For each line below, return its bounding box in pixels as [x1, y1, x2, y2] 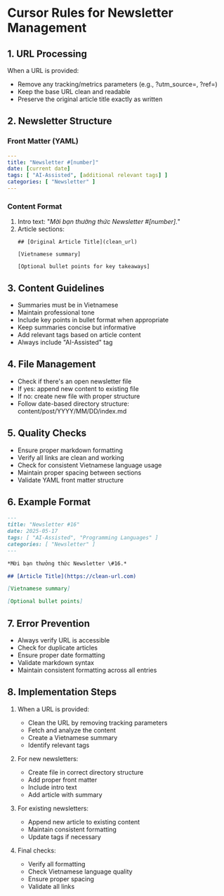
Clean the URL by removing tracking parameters [27, 718, 168, 727]
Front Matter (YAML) [7, 136, 79, 146]
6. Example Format [7, 496, 91, 508]
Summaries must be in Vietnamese [17, 301, 119, 310]
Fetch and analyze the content [27, 725, 116, 734]
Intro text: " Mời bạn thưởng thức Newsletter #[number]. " [17, 218, 180, 226]
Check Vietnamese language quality [27, 867, 133, 876]
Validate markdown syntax [17, 659, 95, 667]
